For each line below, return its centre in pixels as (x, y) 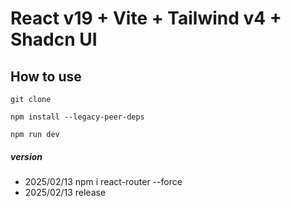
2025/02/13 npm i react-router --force (103, 181)
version (26, 156)
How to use (46, 76)
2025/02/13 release (65, 192)
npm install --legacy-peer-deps (77, 117)
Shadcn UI (54, 39)
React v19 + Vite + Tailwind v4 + (146, 18)
